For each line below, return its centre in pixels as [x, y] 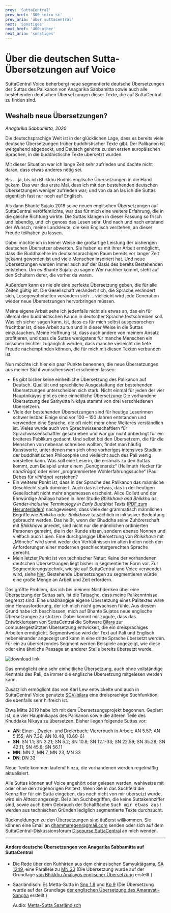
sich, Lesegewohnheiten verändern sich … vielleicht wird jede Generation [82, 295]
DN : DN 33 [24, 758]
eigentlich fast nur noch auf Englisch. [44, 196]
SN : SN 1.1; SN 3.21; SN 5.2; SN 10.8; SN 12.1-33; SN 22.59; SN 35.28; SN [89, 741]
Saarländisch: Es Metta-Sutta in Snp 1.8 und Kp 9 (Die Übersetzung [83, 884]
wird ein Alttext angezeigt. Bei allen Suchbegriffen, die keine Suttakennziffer [85, 799]
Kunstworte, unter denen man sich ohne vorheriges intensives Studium [87, 450]
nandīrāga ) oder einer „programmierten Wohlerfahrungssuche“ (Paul [85, 471]
